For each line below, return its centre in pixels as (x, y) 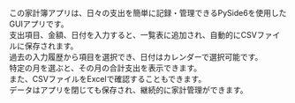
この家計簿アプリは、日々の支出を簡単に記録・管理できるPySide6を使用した (148, 13)
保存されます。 (51, 46)
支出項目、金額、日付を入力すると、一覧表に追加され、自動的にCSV (133, 35)
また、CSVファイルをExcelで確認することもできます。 (108, 79)
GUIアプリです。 (39, 24)
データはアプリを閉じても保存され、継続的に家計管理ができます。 (129, 90)
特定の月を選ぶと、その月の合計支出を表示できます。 (106, 68)
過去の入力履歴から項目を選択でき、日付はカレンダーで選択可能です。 (136, 57)
